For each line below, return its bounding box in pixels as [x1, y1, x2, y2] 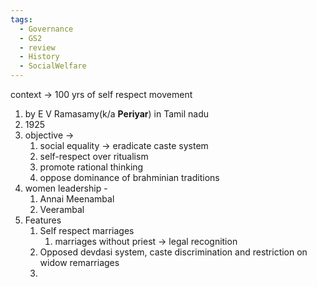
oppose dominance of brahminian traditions [39, 172, 220, 183]
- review [19, 42, 56, 53]
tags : [10, 14, 33, 25]
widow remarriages [39, 257, 120, 268]
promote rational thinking [39, 161, 144, 173]
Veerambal [39, 204, 85, 215]
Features [24, 214, 62, 226]
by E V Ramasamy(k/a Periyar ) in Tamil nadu [24, 108, 210, 120]
